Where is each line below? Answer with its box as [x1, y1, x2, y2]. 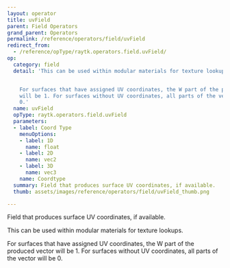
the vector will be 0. [7, 254, 63, 263]
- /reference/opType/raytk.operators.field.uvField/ [13, 49, 167, 56]
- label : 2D [19, 150, 53, 157]
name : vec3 [25, 169, 57, 176]
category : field [13, 61, 60, 68]
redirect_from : [7, 42, 51, 49]
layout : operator [7, 10, 57, 17]
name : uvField [13, 105, 53, 112]
